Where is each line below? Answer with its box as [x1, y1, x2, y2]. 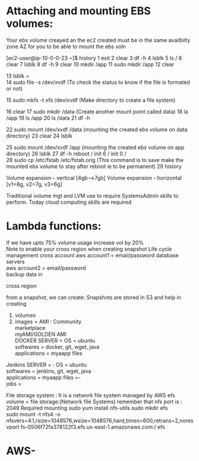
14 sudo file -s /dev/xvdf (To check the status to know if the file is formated [6, 79, 190, 86]
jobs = [6, 380, 22, 387]
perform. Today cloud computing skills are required [6, 198, 132, 205]
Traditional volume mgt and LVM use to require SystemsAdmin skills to [6, 192, 179, 199]
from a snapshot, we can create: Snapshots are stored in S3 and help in [6, 294, 181, 301]
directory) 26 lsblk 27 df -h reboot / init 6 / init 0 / [6, 150, 127, 157]
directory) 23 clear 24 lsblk [6, 132, 73, 139]
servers [6, 258, 25, 265]
